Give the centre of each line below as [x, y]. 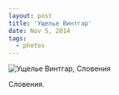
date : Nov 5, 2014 [39, 31]
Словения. [27, 85]
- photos [30, 46]
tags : [17, 38]
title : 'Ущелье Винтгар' [50, 23]
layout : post [30, 16]
